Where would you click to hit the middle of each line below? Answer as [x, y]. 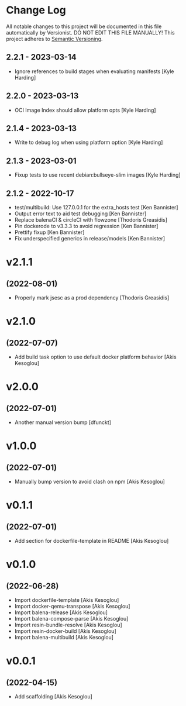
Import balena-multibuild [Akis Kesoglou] [64, 637]
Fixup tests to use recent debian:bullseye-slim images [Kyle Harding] [97, 175]
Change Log [36, 10]
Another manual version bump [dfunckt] [63, 422]
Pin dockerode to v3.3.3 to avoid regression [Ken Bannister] [86, 226]
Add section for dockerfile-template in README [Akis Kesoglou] [92, 541]
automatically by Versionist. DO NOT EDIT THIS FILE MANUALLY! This [90, 32]
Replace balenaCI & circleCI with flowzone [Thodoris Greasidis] [91, 220]
